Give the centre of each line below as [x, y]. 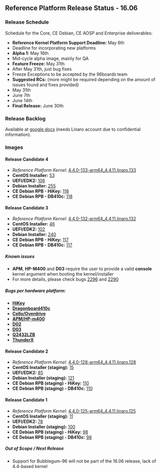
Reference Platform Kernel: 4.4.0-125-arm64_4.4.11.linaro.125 [74, 411]
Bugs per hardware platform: [35, 290]
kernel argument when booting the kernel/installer [63, 274]
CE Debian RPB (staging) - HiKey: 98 [50, 432]
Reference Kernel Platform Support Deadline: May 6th [68, 43]
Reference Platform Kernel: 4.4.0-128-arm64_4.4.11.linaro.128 [74, 362]
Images [14, 147]
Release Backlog [25, 118]
